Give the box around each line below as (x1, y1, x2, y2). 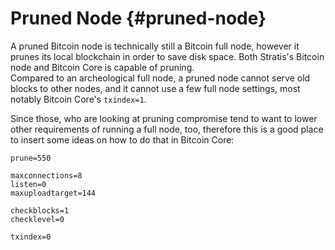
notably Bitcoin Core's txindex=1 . (10, 93, 147, 105)
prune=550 (10, 153, 52, 163)
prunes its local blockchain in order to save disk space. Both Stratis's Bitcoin (10, 50, 325, 62)
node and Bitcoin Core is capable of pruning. (10, 61, 195, 73)
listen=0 (10, 179, 47, 189)
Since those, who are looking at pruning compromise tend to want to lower (10, 112, 318, 124)
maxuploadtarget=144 (10, 188, 97, 198)
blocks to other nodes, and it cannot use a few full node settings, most (10, 82, 301, 94)
